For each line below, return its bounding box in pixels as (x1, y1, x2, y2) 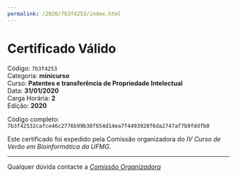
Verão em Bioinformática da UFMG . (7, 142, 111, 151)
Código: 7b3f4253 (7, 64, 58, 72)
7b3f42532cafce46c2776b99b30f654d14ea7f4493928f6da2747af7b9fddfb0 (7, 122, 210, 129)
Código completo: (7, 115, 60, 123)
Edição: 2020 (7, 101, 47, 110)
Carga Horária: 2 (7, 94, 56, 102)
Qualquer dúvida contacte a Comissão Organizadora (7, 163, 161, 171)
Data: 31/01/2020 (7, 86, 59, 95)
